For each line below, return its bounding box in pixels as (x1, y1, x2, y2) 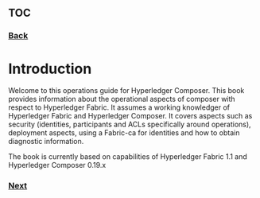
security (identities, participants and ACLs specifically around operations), (8, 119, 252, 130)
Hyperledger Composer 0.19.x (8, 161, 107, 170)
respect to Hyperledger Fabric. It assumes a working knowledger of (8, 103, 231, 112)
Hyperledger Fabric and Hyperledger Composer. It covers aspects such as (8, 111, 253, 121)
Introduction (8, 60, 92, 78)
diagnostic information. (8, 137, 84, 146)
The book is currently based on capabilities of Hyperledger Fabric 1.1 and (8, 152, 248, 161)
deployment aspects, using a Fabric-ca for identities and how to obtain (8, 128, 240, 138)
